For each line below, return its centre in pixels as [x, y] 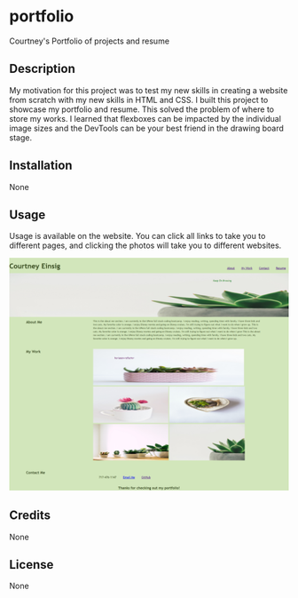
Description [42, 69]
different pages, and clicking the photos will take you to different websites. [145, 245]
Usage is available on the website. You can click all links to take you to [137, 236]
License [31, 565]
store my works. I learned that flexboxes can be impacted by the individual [145, 118]
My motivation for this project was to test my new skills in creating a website [149, 90]
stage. [21, 137]
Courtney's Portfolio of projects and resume [90, 41]
